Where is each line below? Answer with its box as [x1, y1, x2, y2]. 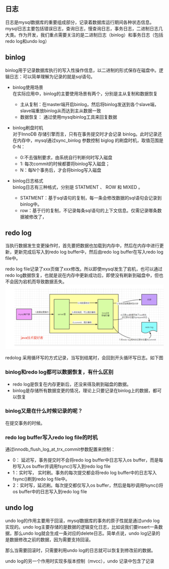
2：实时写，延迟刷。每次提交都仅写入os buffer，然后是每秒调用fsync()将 [12, 482, 163, 489]
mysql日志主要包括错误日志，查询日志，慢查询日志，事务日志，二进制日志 [5, 25, 159, 31]
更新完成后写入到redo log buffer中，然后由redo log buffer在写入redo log [14, 249, 163, 255]
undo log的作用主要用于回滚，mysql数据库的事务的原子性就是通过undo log [5, 517, 160, 524]
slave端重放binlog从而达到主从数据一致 [20, 108, 102, 114]
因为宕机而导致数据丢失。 [14, 278, 67, 284]
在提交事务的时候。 [5, 420, 45, 426]
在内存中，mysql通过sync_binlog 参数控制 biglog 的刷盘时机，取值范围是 [12, 137, 163, 143]
